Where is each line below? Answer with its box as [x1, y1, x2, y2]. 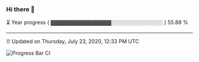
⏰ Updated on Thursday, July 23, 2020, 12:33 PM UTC [6, 38, 139, 45]
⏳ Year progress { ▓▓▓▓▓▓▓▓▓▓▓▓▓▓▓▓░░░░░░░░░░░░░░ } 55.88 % [6, 19, 188, 26]
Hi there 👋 [6, 5, 36, 13]
